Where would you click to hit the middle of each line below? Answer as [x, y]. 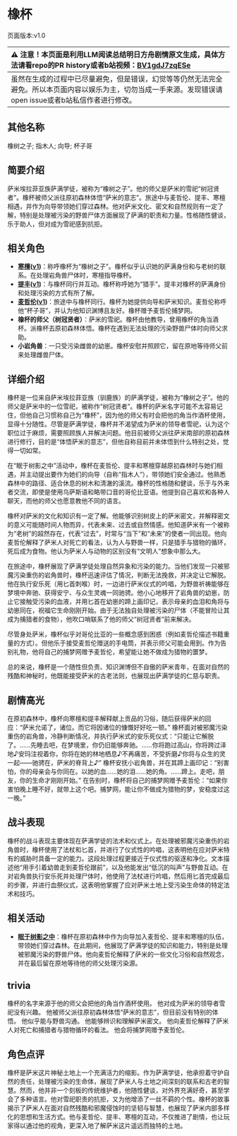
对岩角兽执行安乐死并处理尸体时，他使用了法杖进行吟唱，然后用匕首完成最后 [119, 876]
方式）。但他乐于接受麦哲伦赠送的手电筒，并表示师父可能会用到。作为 [120, 643]
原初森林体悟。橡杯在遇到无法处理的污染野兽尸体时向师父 [138, 329]
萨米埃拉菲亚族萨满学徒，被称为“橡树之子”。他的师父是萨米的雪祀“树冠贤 [114, 189]
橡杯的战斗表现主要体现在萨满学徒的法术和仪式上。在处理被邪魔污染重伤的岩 [119, 841]
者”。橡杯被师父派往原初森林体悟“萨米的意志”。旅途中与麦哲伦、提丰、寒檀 [116, 197]
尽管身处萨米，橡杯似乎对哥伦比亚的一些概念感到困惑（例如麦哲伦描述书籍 [115, 634]
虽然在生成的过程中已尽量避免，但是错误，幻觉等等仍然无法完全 [117, 78]
